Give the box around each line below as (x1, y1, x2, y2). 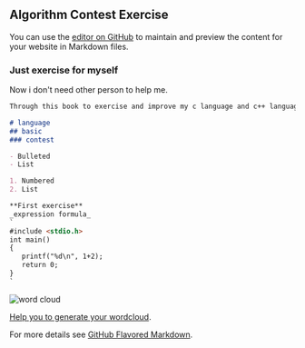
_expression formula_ (9, 209, 92, 219)
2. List (9, 185, 39, 194)
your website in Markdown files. (9, 41, 129, 52)
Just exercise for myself (9, 64, 119, 76)
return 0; (21, 261, 59, 270)
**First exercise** (9, 202, 84, 211)
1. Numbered (9, 176, 54, 185)
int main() (9, 235, 51, 244)
